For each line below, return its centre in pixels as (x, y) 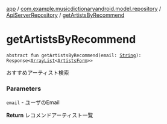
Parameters (24, 88)
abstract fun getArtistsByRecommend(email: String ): (74, 55)
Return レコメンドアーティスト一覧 (50, 115)
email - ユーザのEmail (33, 102)
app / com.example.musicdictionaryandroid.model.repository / (84, 9)
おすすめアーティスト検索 (38, 72)
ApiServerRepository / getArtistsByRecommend (65, 15)
